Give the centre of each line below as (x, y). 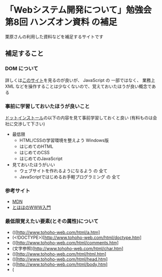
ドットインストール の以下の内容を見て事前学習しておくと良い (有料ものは (79, 118)
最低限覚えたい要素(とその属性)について (52, 221)
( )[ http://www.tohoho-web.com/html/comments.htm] (65, 242)
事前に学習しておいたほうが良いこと (48, 106)
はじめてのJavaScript (41, 158)
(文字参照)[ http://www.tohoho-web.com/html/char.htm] (68, 248)
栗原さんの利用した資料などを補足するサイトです (54, 37)
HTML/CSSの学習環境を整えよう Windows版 (64, 140)
